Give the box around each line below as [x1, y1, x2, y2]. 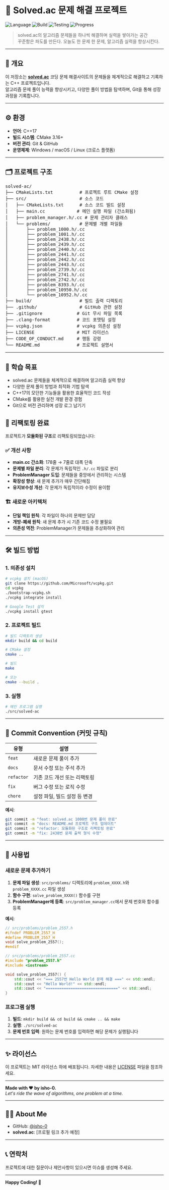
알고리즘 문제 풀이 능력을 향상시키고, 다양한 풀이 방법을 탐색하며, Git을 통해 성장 [5, 86, 161, 92]
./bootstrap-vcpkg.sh [5, 590, 51, 596]
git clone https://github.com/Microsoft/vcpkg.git [5, 581, 114, 586]
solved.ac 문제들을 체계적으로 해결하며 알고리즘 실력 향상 [12, 377, 126, 384]
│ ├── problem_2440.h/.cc [5, 247, 85, 252]
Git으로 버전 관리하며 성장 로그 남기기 [12, 402, 86, 409]
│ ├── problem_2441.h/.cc [5, 252, 85, 257]
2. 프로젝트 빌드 [5, 622, 41, 629]
